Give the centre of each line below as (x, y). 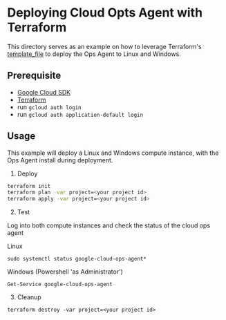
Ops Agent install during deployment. (60, 160)
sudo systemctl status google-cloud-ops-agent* (77, 259)
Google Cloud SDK (44, 92)
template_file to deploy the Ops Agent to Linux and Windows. (94, 54)
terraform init (29, 186)
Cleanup (29, 297)
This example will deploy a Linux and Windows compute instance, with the (113, 153)
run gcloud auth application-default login (80, 114)
